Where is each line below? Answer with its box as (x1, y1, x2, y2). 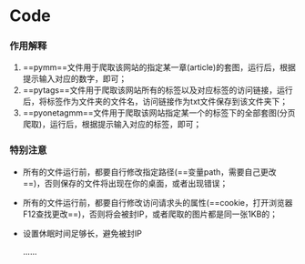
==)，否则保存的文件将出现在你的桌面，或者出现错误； (22, 178, 229, 188)
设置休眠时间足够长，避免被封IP (22, 228, 143, 239)
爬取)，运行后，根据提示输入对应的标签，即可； (22, 119, 202, 130)
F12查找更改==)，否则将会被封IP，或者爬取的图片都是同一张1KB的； (22, 208, 278, 219)
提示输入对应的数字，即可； (22, 74, 127, 85)
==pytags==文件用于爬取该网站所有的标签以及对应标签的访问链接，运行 (22, 85, 293, 96)
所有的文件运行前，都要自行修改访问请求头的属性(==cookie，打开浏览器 (22, 197, 293, 208)
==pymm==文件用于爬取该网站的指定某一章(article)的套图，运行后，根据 (22, 62, 296, 73)
